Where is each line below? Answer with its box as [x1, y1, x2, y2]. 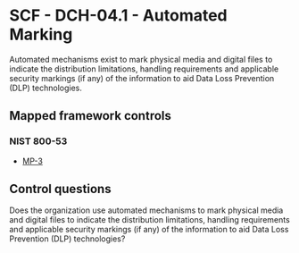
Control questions [9, 181, 112, 197]
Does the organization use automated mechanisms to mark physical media [9, 205, 284, 215]
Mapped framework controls [9, 108, 172, 123]
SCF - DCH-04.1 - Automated [9, 5, 228, 26]
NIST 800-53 [9, 135, 68, 148]
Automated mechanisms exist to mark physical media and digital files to [9, 54, 273, 64]
